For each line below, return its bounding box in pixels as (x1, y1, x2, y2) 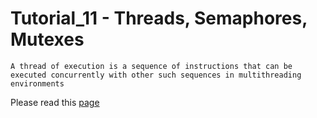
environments (10, 78, 65, 89)
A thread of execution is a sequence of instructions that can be (10, 61, 293, 71)
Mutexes (10, 28, 85, 51)
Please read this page (10, 96, 100, 108)
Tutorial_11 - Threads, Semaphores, (10, 7, 308, 30)
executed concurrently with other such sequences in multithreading (10, 70, 302, 80)
